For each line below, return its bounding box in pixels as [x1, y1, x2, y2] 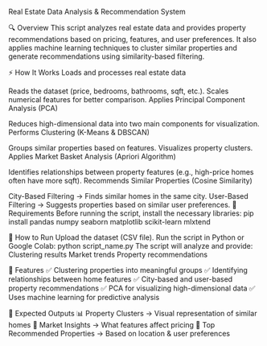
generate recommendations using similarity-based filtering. [8, 51, 205, 61]
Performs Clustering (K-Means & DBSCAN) [8, 128, 150, 137]
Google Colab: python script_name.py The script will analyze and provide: [8, 241, 253, 250]
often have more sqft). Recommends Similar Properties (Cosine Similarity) [8, 176, 253, 185]
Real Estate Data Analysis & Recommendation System [8, 7, 187, 16]
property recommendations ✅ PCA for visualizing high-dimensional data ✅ [8, 283, 256, 293]
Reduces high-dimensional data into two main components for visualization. [8, 119, 260, 128]
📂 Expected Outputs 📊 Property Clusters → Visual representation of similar [8, 309, 257, 318]
